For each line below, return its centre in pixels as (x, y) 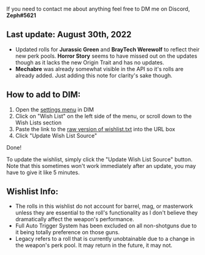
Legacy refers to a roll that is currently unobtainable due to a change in (105, 239)
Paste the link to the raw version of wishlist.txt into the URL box (95, 129)
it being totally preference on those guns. (67, 232)
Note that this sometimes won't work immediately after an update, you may (101, 166)
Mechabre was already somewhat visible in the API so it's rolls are (99, 69)
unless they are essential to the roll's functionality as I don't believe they (106, 213)
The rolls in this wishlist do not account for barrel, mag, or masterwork (104, 206)
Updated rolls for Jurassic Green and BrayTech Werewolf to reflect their (107, 49)
